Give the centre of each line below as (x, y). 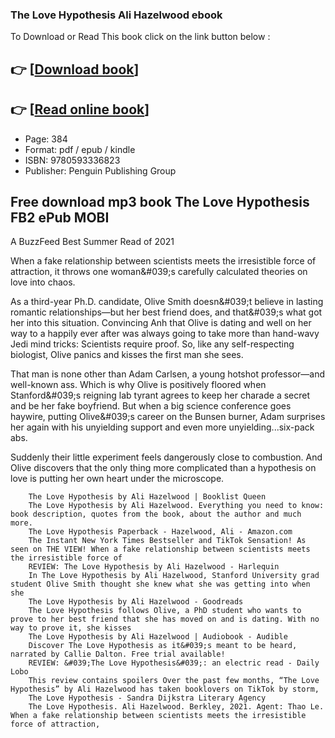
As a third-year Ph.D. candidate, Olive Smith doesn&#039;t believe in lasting (167, 302)
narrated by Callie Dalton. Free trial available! (118, 654)
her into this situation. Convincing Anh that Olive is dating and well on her (161, 323)
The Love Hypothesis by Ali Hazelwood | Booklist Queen (147, 497)
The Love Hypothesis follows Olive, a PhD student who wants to (165, 611)
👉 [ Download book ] (75, 69)
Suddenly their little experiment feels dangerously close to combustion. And (166, 457)
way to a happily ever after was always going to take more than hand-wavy (165, 334)
